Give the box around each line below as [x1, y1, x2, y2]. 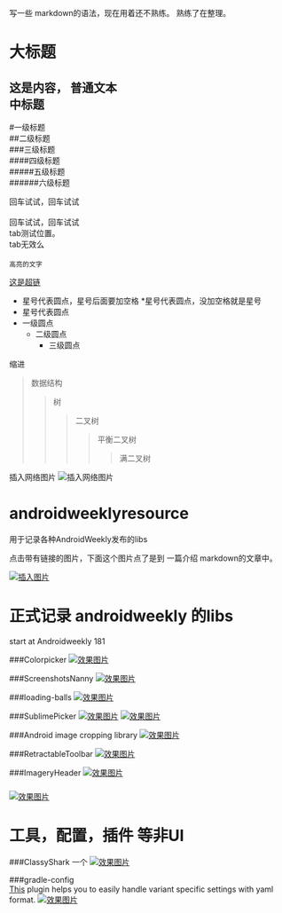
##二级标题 [9, 133, 51, 144]
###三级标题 [9, 145, 56, 154]
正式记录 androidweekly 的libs [9, 606, 233, 626]
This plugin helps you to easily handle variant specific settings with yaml [9, 884, 274, 894]
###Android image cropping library [9, 729, 138, 740]
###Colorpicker [9, 654, 67, 665]
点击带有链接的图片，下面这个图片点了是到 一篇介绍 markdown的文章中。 [9, 553, 278, 563]
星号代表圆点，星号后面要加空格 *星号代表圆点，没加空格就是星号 [21, 295, 262, 306]
